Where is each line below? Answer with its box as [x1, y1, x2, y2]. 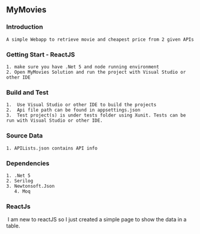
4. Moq [14, 188, 31, 194]
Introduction [6, 23, 43, 31]
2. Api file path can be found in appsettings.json [6, 107, 141, 113]
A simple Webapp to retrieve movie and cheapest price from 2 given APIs [6, 36, 195, 43]
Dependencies [6, 159, 50, 167]
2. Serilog [6, 178, 34, 184]
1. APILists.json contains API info [6, 145, 98, 151]
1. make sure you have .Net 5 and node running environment [6, 64, 160, 70]
